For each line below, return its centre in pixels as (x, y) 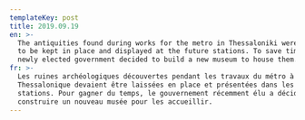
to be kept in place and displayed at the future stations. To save (150, 51)
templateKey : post (44, 18)
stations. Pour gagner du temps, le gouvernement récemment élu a (146, 93)
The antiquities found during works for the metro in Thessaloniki (148, 43)
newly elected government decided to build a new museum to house (146, 60)
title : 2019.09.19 (44, 26)
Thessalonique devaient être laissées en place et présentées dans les (156, 85)
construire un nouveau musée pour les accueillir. (115, 102)
